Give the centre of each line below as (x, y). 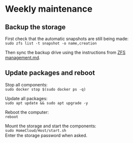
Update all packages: (26, 98)
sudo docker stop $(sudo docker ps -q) (46, 89)
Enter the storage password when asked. (46, 135)
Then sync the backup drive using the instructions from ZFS (65, 52)
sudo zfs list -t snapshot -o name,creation (51, 43)
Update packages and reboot (50, 73)
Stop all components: (26, 84)
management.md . (23, 58)
